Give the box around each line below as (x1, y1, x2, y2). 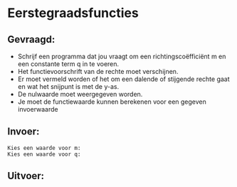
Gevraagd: (7, 33, 56, 46)
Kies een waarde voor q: (7, 151, 81, 158)
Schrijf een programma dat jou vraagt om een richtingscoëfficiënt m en (17, 52, 226, 60)
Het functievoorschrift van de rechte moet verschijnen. (17, 68, 179, 75)
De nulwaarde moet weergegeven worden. (17, 90, 143, 98)
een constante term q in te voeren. (17, 60, 120, 68)
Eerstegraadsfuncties (7, 5, 139, 21)
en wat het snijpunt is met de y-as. (17, 82, 120, 90)
